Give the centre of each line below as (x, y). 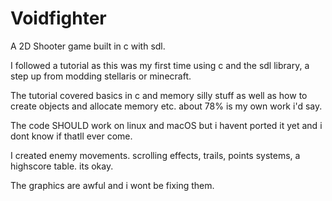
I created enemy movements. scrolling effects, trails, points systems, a (155, 155)
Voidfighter (58, 18)
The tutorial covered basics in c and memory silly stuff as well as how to (159, 95)
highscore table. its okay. (62, 166)
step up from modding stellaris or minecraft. (101, 76)
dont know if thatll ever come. (71, 136)
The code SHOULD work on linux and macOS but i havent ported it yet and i (166, 125)
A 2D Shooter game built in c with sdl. (88, 46)
